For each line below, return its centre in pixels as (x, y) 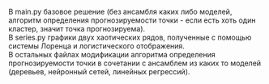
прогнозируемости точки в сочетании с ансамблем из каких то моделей (135, 63)
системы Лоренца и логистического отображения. (96, 46)
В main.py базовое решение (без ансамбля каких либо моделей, (120, 12)
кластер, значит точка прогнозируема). (77, 29)
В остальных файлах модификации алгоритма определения (112, 55)
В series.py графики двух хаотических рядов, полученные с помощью (130, 37)
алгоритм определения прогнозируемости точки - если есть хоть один (132, 20)
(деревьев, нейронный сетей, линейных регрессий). (99, 71)
